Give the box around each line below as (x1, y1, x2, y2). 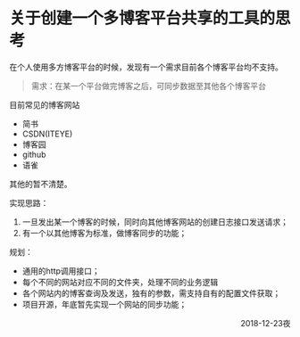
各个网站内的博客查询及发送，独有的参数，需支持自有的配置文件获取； (21, 287, 281, 299)
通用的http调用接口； (21, 265, 100, 276)
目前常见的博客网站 (9, 99, 80, 110)
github (21, 149, 46, 160)
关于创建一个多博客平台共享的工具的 (9, 8, 276, 29)
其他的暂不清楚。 (9, 178, 72, 189)
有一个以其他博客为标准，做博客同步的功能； (21, 227, 187, 238)
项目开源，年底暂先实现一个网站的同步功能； (21, 299, 187, 309)
